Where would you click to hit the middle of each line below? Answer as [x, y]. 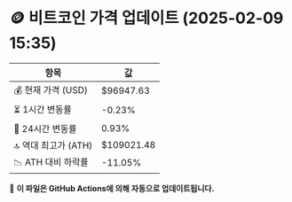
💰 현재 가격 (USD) [51, 89]
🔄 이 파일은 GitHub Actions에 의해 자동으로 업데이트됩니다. [112, 188]
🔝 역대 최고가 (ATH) [53, 145]
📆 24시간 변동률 [45, 128]
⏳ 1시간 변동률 [43, 109]
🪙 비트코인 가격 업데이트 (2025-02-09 [146, 18]
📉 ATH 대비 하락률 [51, 162]
